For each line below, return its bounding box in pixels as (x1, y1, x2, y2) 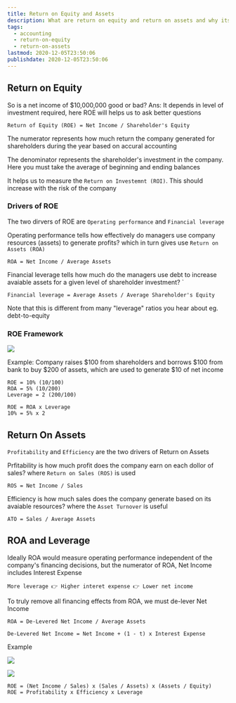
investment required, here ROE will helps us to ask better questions (7, 108, 202, 117)
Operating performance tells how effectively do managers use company (7, 231, 216, 239)
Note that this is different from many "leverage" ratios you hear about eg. (7, 304, 219, 312)
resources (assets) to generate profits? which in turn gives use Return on (7, 238, 219, 247)
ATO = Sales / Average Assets (7, 515, 96, 522)
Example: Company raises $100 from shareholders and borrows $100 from (7, 358, 223, 366)
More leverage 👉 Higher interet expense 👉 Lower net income (7, 583, 193, 590)
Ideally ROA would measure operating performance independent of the (7, 553, 213, 562)
